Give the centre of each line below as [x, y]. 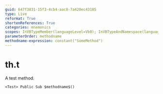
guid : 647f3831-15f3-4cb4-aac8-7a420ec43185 [51, 9]
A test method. [20, 78]
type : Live [16, 14]
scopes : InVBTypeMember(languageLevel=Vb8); [51, 32]
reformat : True [20, 18]
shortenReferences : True [30, 23]
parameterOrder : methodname [33, 37]
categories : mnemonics [28, 27]
